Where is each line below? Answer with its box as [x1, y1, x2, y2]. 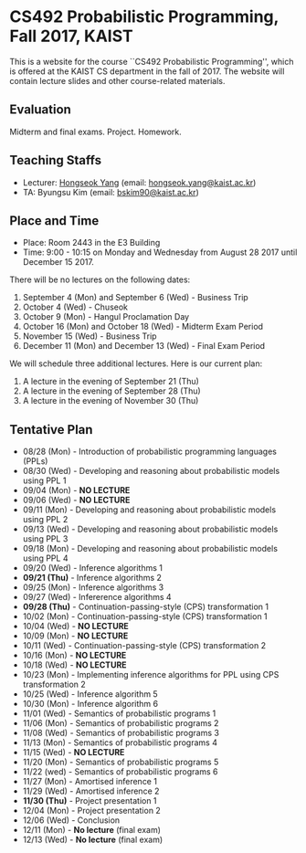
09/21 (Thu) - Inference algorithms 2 [22, 573, 163, 584]
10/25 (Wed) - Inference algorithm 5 [22, 689, 158, 700]
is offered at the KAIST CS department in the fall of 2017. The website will [9, 66, 285, 77]
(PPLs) [22, 456, 48, 467]
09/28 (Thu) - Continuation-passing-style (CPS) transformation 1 [22, 601, 269, 613]
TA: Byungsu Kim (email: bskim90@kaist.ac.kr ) [22, 186, 199, 197]
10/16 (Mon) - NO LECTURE [22, 650, 127, 661]
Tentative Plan [9, 422, 93, 437]
